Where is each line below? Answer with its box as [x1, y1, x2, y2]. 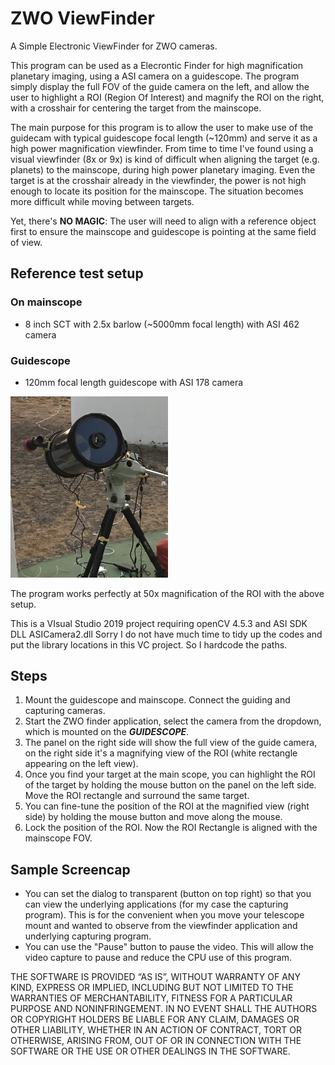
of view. [10, 236, 43, 248]
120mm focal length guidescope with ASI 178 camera [24, 376, 244, 388]
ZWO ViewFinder [10, 7, 155, 30]
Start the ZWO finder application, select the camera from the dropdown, [24, 715, 322, 727]
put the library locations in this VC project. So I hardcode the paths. [10, 638, 288, 651]
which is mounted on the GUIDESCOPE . [24, 726, 190, 738]
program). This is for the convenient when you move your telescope [24, 909, 305, 921]
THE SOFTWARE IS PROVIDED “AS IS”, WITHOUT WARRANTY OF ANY [10, 971, 301, 983]
